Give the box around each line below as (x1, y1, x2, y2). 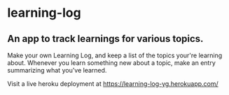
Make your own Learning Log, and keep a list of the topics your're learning (7, 51, 223, 59)
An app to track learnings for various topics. (7, 33, 204, 45)
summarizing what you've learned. (7, 66, 107, 74)
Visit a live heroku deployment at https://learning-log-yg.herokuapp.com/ (7, 80, 218, 88)
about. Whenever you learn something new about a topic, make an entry (7, 59, 216, 67)
